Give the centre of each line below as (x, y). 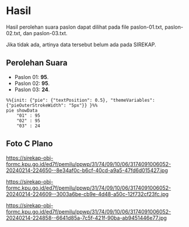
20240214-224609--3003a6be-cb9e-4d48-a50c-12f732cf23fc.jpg (87, 194)
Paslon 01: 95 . (32, 77)
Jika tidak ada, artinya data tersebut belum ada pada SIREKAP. (81, 44)
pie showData (22, 110)
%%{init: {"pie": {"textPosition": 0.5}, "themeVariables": (81, 100)
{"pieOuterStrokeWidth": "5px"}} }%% (52, 105)
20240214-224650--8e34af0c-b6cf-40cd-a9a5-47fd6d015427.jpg (87, 170)
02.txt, (14, 33)
